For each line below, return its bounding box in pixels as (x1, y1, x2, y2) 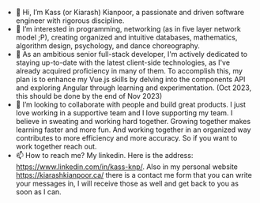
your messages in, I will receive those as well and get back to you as (15, 179, 239, 188)
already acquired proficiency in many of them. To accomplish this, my (15, 66, 243, 75)
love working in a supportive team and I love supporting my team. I (15, 108, 233, 118)
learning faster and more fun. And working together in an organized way (15, 125, 251, 134)
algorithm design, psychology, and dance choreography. (15, 41, 200, 51)
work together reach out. (15, 142, 97, 151)
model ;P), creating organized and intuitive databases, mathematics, (15, 32, 238, 42)
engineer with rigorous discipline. (15, 16, 125, 25)
